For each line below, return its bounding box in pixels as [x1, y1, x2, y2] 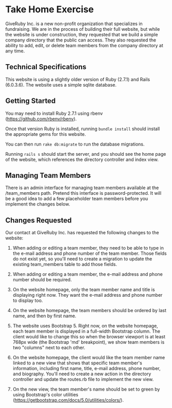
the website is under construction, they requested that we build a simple [5, 31, 158, 37]
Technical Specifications [5, 63, 87, 71]
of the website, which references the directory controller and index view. [5, 156, 159, 162]
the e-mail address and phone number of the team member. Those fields [12, 250, 167, 257]
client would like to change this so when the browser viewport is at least [12, 334, 165, 340]
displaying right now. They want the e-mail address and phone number [12, 292, 163, 298]
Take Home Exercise [5, 4, 94, 15]
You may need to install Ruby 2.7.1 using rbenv [5, 110, 103, 116]
